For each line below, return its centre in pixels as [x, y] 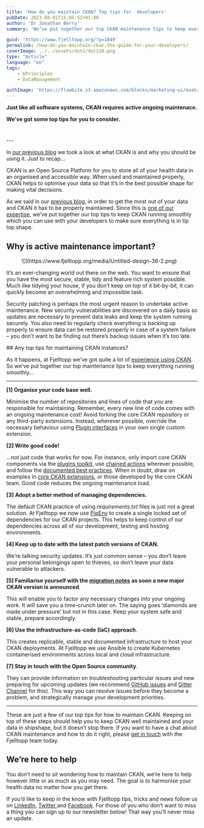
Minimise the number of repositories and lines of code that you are [90, 402]
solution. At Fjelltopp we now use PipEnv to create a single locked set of [96, 513]
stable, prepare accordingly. [42, 618]
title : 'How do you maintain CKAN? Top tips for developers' [87, 12]
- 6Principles [35, 73]
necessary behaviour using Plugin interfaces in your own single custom [96, 427]
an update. [20, 818]
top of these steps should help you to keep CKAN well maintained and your [100, 721]
